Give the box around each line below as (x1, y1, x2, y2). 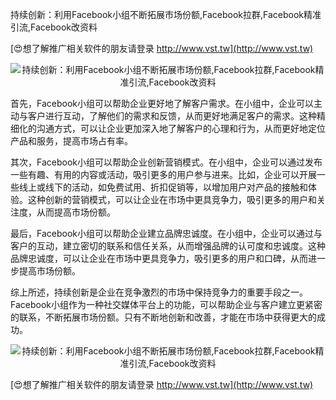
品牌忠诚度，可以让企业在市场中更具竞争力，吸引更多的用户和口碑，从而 (10, 253, 308, 264)
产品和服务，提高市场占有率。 (10, 135, 133, 147)
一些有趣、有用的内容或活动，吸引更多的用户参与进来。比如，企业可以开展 (10, 169, 317, 180)
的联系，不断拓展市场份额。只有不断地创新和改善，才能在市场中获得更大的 (10, 311, 317, 323)
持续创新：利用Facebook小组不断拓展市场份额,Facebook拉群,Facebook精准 (10, 9, 322, 20)
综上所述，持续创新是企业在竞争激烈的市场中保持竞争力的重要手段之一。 (10, 286, 308, 298)
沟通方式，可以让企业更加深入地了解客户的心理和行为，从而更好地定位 (36, 123, 326, 134)
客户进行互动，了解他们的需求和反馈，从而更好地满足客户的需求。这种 (27, 110, 317, 122)
